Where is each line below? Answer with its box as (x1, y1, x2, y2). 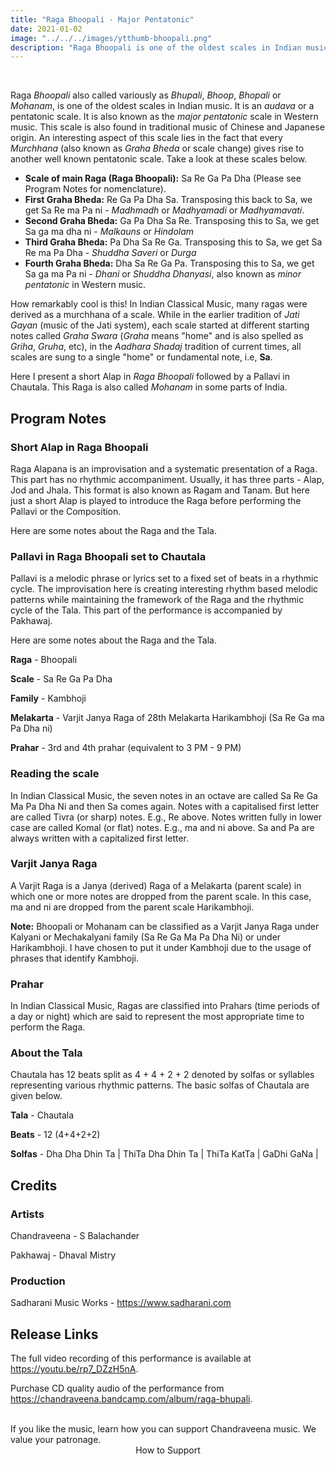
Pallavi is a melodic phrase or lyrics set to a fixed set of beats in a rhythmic (10, 572, 319, 585)
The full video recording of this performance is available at (10, 1352, 252, 1365)
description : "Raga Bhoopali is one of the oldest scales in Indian (10, 42, 302, 53)
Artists (10, 1207, 45, 1221)
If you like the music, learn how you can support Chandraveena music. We (10, 1423, 317, 1435)
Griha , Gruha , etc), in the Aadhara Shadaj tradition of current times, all (10, 341, 302, 353)
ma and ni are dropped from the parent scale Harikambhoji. (10, 901, 255, 913)
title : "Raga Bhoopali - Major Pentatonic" (10, 14, 195, 25)
